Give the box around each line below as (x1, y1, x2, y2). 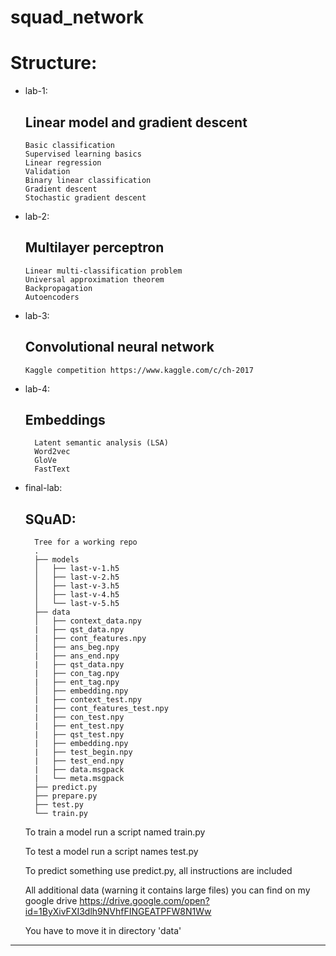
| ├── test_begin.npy (34, 747, 133, 758)
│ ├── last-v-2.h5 (34, 572, 120, 583)
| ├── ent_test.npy (34, 721, 125, 731)
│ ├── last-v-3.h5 (34, 581, 120, 591)
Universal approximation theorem (24, 274, 165, 285)
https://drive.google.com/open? (79, 895, 210, 907)
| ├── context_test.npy (34, 695, 142, 705)
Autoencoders (24, 292, 80, 302)
